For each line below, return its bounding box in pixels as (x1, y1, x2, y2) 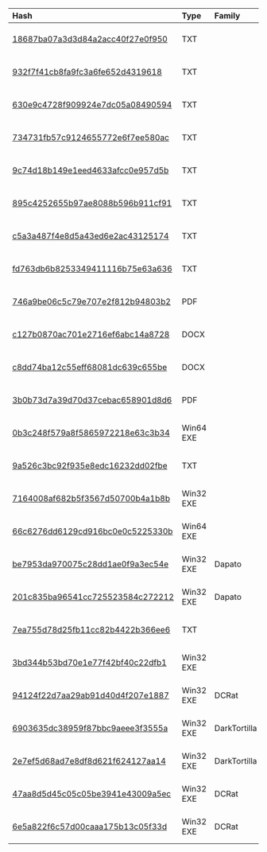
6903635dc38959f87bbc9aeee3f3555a (12, 723, 168, 733)
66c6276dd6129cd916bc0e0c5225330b (12, 526, 173, 536)
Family (214, 10, 241, 21)
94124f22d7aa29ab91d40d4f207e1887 (12, 690, 169, 701)
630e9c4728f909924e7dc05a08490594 (12, 99, 172, 110)
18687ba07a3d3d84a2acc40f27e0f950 (12, 33, 168, 45)
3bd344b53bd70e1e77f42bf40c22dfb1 (12, 657, 167, 667)
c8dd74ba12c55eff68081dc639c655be (12, 362, 168, 372)
